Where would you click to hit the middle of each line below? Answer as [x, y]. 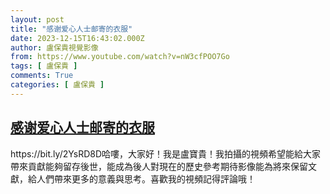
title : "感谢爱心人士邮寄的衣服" [71, 29]
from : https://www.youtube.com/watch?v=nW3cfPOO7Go [120, 57]
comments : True [42, 76]
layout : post [37, 19]
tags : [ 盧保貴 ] [44, 66]
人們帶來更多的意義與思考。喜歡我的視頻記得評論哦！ [146, 178]
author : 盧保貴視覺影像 [54, 47]
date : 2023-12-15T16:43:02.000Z [77, 38]
